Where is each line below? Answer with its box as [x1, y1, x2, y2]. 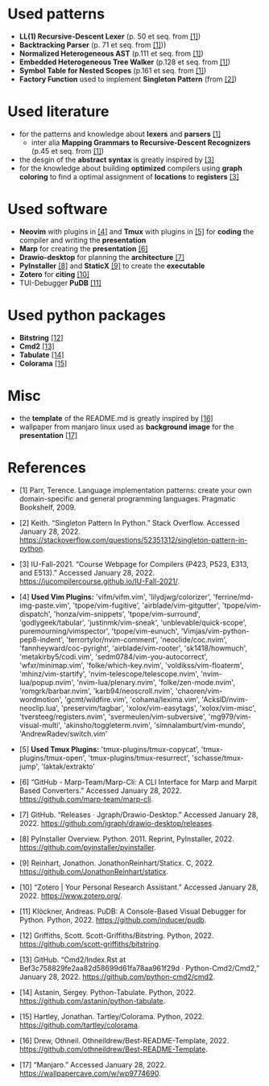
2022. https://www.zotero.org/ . [19, 890, 122, 900]
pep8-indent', [19, 634, 65, 644]
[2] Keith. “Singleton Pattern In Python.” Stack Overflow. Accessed [19, 518, 240, 527]
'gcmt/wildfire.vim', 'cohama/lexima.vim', [64, 694, 201, 704]
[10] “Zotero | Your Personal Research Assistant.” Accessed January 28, [19, 882, 259, 892]
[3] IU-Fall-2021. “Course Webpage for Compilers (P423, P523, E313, [19, 559, 249, 568]
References [7, 458, 86, 477]
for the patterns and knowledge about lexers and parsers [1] [19, 129, 221, 138]
